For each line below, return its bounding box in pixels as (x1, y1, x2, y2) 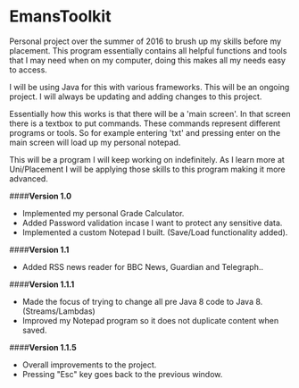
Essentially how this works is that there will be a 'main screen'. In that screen (9, 108, 291, 119)
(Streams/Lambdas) (21, 306, 96, 316)
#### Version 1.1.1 (9, 279, 75, 290)
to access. (9, 64, 47, 75)
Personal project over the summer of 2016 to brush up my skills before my (9, 36, 282, 46)
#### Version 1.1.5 (9, 342, 78, 352)
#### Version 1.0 (9, 190, 72, 201)
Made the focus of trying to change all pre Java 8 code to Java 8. (21, 296, 263, 307)
